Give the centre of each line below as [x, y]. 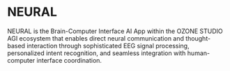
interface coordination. [69, 60]
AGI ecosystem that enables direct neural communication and [96, 38]
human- [199, 53]
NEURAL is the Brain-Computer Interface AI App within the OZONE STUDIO [115, 31]
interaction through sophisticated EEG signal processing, [108, 45]
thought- [198, 38]
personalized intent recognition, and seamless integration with [97, 53]
